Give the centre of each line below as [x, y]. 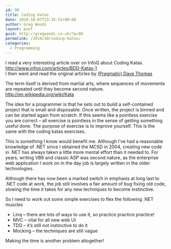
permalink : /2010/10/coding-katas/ [43, 39]
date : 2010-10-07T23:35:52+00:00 [41, 19]
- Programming [25, 48]
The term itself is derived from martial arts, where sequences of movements [85, 83]
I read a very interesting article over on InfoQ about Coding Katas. [75, 62]
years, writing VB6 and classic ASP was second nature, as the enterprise [82, 157]
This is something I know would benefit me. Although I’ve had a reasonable [84, 141]
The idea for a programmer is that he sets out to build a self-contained [79, 104]
